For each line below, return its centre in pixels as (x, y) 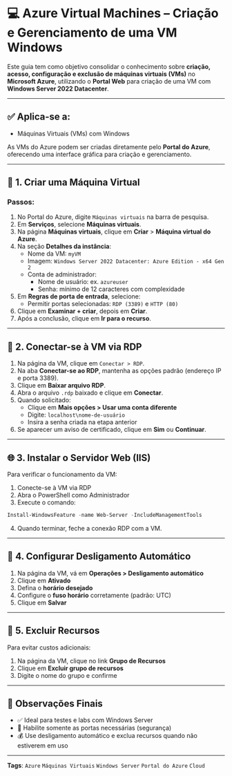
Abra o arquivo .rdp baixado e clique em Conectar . (90, 393)
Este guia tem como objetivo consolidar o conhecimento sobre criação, (109, 66)
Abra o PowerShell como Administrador (73, 495)
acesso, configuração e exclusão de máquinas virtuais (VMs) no (101, 74)
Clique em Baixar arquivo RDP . (61, 386)
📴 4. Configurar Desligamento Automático (99, 557)
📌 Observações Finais (55, 703)
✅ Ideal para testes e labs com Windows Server (85, 720)
